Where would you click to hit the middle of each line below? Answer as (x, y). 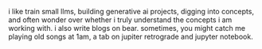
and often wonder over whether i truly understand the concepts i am (120, 20)
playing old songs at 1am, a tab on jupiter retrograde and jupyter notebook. (131, 36)
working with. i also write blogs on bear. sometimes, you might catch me (127, 28)
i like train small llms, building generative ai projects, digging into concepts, (131, 11)
